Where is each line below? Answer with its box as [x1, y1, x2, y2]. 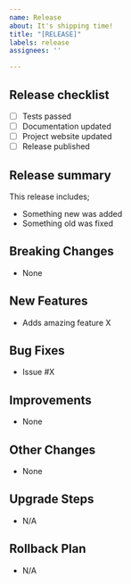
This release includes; [9, 191, 90, 202]
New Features [9, 294, 88, 309]
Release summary [9, 167, 111, 183]
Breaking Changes [9, 244, 114, 259]
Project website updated [21, 131, 112, 142]
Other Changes [9, 442, 96, 457]
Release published [21, 141, 91, 152]
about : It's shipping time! [9, 21, 114, 30]
